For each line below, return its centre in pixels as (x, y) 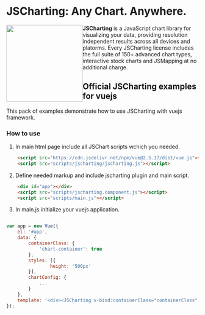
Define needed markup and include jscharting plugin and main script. (102, 175)
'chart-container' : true (70, 249)
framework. (21, 117)
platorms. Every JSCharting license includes (138, 48)
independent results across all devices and (136, 41)
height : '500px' (70, 266)
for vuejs (100, 96)
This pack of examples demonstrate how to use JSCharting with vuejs (94, 111)
